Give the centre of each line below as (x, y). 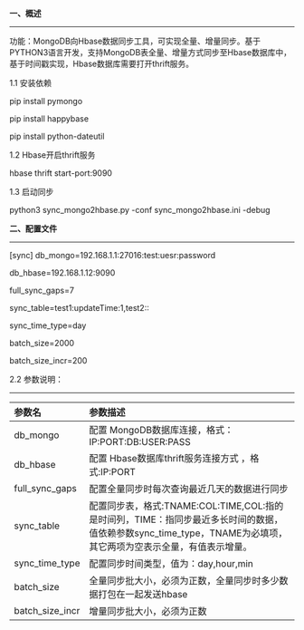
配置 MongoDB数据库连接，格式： (161, 430)
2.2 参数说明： (37, 379)
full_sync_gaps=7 (42, 290)
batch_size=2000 (42, 343)
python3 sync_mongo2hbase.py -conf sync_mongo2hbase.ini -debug (140, 210)
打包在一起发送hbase (143, 594)
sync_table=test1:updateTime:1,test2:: (79, 308)
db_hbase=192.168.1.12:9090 (62, 273)
